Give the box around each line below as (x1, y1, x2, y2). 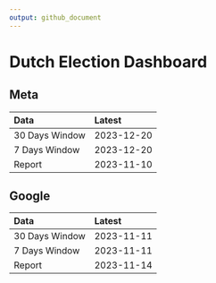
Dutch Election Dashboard (9, 51, 208, 72)
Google (9, 189, 51, 204)
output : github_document (9, 13, 102, 22)
